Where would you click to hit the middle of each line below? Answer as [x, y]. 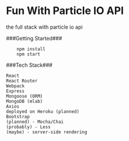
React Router [22, 81]
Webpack [15, 86]
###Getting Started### [34, 38]
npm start [29, 54]
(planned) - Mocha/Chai [35, 122]
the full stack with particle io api [44, 27]
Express [15, 91]
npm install [31, 49]
